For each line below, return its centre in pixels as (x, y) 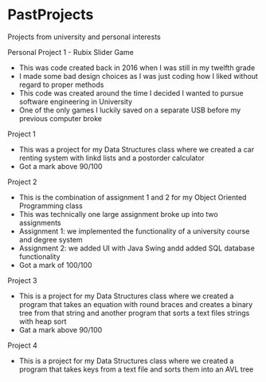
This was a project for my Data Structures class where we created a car (137, 149)
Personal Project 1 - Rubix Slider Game (71, 52)
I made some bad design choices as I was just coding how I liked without (138, 76)
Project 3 (22, 280)
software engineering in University (76, 101)
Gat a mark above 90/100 (61, 329)
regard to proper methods (61, 85)
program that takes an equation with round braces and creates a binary (136, 304)
